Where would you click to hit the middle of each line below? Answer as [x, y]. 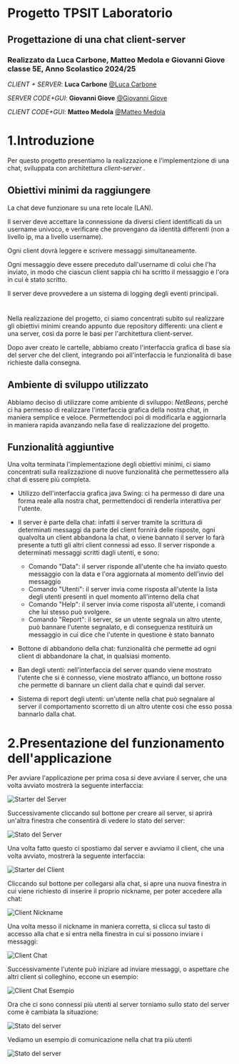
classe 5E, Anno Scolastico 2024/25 [72, 69]
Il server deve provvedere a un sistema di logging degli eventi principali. [113, 293]
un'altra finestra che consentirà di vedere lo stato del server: [96, 821]
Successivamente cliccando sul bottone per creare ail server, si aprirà [110, 813]
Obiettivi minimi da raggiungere [79, 191]
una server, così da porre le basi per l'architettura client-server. [100, 333]
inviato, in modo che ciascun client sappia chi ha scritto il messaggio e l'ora [118, 272]
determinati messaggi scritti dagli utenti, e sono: [88, 553]
